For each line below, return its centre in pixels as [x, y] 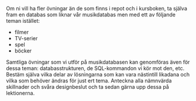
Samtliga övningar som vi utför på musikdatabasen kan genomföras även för [98, 62]
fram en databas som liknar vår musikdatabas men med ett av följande [91, 15]
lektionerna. [20, 93]
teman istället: [23, 21]
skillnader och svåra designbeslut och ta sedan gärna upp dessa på [88, 87]
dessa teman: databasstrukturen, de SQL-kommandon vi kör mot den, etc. [95, 68]
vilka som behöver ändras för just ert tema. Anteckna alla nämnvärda [89, 81]
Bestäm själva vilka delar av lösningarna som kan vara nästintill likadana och [98, 74]
